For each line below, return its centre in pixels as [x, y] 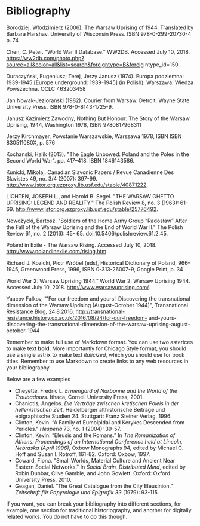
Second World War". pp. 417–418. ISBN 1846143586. [70, 160]
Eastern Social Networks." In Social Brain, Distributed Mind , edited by [100, 467]
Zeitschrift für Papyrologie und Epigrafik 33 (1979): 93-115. [87, 492]
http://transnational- [100, 311]
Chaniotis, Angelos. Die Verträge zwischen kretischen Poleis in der [97, 403]
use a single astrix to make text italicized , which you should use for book [96, 354]
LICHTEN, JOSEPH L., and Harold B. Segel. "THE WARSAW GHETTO [90, 196]
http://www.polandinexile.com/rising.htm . [57, 251]
